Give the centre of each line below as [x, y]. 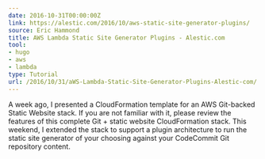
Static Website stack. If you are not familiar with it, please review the [120, 112]
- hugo [19, 52]
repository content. [40, 146]
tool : [17, 45]
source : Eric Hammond [44, 30]
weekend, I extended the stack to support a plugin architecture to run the [128, 129]
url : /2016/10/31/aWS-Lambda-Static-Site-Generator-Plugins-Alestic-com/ [133, 81]
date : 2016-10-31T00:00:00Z [55, 15]
